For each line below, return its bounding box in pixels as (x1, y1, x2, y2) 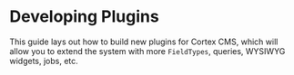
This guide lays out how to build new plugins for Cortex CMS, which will (9, 36, 279, 47)
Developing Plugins (9, 6, 159, 27)
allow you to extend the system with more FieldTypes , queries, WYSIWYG (9, 45, 286, 56)
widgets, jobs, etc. (9, 55, 79, 66)
